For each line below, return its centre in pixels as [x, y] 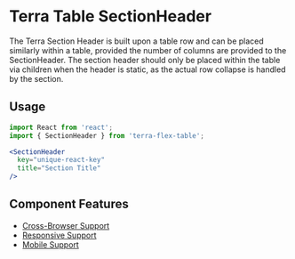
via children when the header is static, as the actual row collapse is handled [147, 69]
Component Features [69, 204]
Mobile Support [51, 244]
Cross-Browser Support [66, 225]
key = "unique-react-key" [61, 160]
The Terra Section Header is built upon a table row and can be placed [136, 41]
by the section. [36, 78]
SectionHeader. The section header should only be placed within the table [145, 60]
